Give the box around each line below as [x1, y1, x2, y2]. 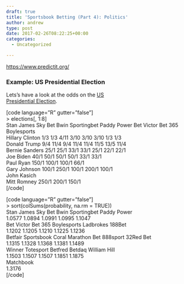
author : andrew [6, 20, 44, 25]
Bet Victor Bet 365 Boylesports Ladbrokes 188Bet [6, 221, 127, 228]
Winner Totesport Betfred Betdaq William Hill [6, 246, 115, 253]
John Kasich [6, 172, 37, 179]
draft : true [6, 8, 35, 15]
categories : [6, 36, 35, 42]
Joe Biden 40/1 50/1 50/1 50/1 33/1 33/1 [6, 153, 102, 160]
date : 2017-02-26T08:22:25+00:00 [6, 31, 89, 37]
